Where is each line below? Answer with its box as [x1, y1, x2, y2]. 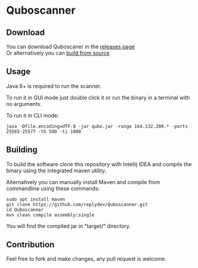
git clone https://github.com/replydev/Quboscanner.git [6, 201, 148, 207]
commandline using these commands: [6, 185, 100, 192]
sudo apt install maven [6, 196, 66, 202]
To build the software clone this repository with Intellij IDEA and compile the [6, 160, 192, 167]
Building [6, 145, 38, 155]
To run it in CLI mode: [6, 111, 59, 119]
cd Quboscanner [6, 207, 44, 213]
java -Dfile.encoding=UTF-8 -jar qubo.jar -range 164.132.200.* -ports [6, 123, 188, 129]
